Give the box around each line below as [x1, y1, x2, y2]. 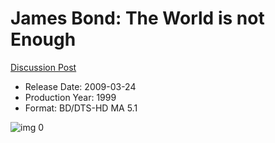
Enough [10, 28, 77, 51]
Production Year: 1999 [24, 91, 117, 103]
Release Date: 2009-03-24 [24, 80, 137, 92]
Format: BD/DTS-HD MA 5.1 [24, 102, 138, 114]
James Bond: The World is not [10, 7, 265, 30]
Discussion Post [10, 61, 77, 73]
